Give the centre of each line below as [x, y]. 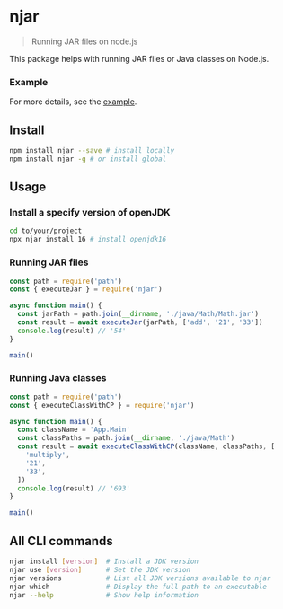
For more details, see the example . [73, 101]
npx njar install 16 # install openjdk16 [88, 240]
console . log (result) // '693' [74, 488]
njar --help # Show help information [104, 595]
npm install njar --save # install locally [92, 151]
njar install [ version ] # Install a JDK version [104, 562]
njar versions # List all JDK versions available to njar [140, 578]
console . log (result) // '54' [72, 331]
